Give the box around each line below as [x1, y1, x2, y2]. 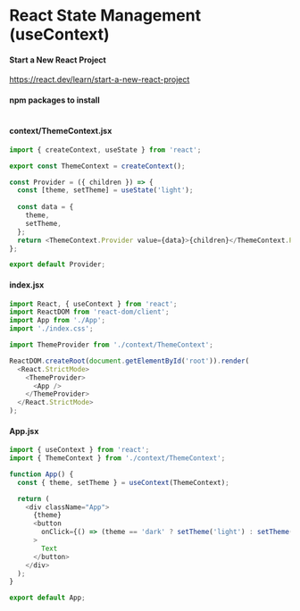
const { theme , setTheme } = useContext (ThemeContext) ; [17, 478, 229, 487]
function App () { [9, 470, 74, 479]
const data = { [17, 203, 74, 212]
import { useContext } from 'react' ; [9, 446, 150, 455]
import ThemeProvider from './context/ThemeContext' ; [9, 340, 214, 349]
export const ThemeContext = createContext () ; [9, 162, 186, 171]
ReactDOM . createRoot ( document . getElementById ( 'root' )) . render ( [9, 356, 250, 365]
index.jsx [9, 279, 45, 290]
